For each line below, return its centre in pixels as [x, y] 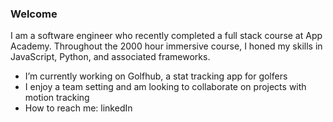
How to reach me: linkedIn [78, 108]
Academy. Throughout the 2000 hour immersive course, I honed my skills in [166, 46]
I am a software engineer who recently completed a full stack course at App [166, 36]
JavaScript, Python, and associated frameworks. [110, 57]
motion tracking [57, 98]
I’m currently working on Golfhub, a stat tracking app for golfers [156, 76]
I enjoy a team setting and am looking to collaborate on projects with [165, 87]
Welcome [34, 14]
